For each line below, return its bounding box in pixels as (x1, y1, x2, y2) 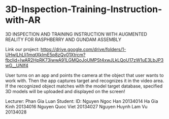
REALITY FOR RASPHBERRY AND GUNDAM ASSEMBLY (5, 36, 122, 43)
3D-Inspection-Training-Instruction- (5, 4, 162, 15)
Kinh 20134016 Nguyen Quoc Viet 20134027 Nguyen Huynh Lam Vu (5, 103, 148, 109)
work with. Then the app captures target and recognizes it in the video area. (5, 77, 164, 84)
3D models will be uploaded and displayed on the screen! (5, 88, 125, 94)
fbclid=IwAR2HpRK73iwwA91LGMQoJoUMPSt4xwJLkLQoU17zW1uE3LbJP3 (5, 57, 164, 63)
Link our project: (5, 46, 40, 52)
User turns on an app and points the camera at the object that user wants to (5, 72, 164, 78)
